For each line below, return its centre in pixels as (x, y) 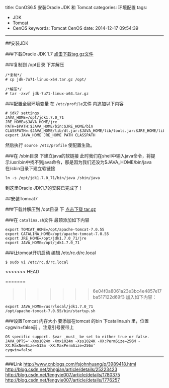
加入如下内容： (141, 297)
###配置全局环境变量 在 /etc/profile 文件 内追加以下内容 (65, 104)
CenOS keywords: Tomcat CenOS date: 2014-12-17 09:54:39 (75, 28)
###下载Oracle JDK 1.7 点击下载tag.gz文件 (50, 54)
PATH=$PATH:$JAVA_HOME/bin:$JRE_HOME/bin (49, 126)
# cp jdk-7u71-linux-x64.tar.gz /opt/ (46, 80)
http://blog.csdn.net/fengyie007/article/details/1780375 (63, 375)
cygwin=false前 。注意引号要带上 (39, 327)
